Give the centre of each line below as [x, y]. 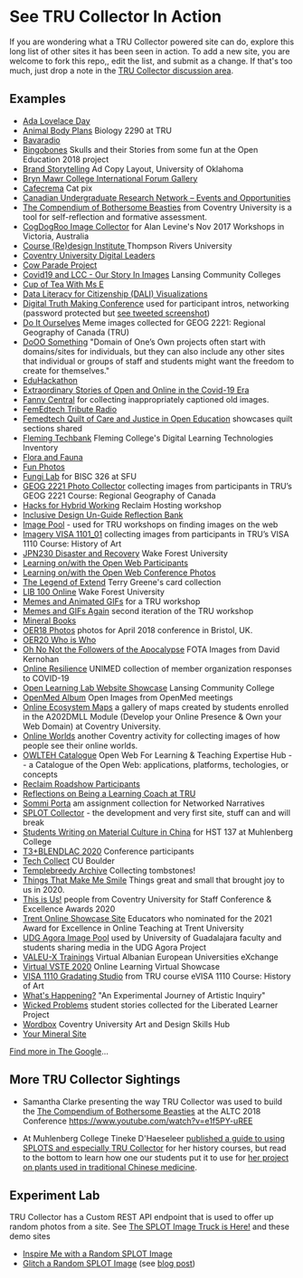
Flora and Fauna [52, 457]
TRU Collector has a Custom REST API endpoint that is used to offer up [142, 1217]
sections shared [52, 428]
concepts [40, 774]
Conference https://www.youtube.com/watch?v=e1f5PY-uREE [137, 1121]
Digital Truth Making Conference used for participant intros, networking [156, 303]
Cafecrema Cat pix [57, 188]
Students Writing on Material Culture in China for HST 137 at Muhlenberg [158, 832]
